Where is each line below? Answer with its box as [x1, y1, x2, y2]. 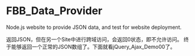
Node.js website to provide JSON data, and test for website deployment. [6, 24, 181, 31]
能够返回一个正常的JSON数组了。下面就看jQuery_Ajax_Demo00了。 [11, 43, 176, 50]
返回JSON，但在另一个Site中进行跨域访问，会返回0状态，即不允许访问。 [6, 35, 183, 42]
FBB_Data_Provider [6, 4, 103, 18]
